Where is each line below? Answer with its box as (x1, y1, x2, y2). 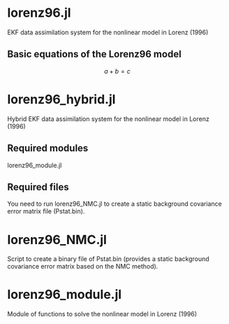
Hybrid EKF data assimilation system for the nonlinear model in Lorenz (7, 114, 209, 123)
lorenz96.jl (7, 5, 71, 21)
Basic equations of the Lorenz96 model (7, 48, 182, 60)
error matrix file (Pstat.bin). (7, 207, 85, 216)
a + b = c (103, 66, 131, 75)
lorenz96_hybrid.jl (7, 91, 116, 107)
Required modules (7, 142, 89, 155)
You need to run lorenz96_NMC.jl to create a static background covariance (7, 199, 222, 208)
